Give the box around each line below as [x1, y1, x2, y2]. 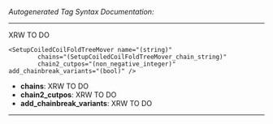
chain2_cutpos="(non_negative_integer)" [37, 60, 176, 68]
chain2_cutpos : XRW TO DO [19, 90, 117, 100]
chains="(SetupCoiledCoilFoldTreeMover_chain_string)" [37, 53, 227, 61]
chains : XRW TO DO [19, 81, 89, 91]
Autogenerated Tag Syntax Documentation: [8, 7, 154, 16]
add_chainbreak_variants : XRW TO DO [19, 99, 153, 108]
